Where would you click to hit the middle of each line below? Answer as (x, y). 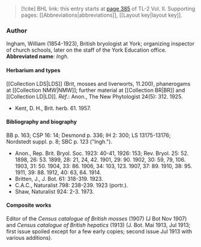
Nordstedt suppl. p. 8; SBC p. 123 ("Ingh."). (59, 141)
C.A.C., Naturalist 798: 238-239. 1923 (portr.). (71, 185)
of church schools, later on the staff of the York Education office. (86, 50)
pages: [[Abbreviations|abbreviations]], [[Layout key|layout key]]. (102, 15)
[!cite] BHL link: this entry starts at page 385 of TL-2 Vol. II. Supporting (108, 9)
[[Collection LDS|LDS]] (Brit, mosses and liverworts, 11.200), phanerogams (98, 84)
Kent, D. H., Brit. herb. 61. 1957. (53, 108)
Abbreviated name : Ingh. (37, 56)
